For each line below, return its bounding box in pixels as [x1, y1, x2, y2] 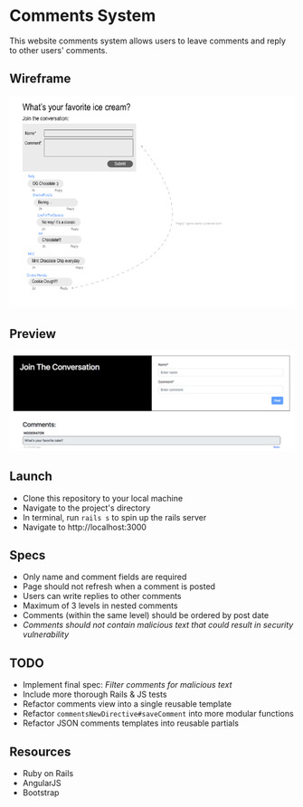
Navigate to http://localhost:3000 [22, 521, 147, 532]
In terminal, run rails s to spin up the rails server [22, 511, 207, 522]
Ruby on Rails [22, 768, 74, 779]
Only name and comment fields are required [22, 571, 187, 583]
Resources [9, 744, 71, 759]
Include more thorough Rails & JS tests [22, 689, 167, 700]
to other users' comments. [9, 44, 109, 55]
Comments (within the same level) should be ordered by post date [22, 610, 270, 621]
